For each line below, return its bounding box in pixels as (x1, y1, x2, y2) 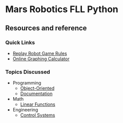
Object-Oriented (20, 85, 55, 92)
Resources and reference (5, 24, 87, 32)
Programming (12, 80, 42, 86)
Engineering (12, 107, 38, 113)
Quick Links (5, 39, 35, 46)
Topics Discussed (5, 68, 50, 75)
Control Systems (20, 112, 55, 118)
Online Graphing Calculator (12, 56, 70, 62)
